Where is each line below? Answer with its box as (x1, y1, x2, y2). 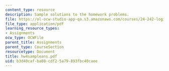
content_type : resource (5, 7, 55, 12)
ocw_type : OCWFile (5, 35, 44, 40)
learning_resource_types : (5, 26, 59, 31)
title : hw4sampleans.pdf (5, 53, 57, 59)
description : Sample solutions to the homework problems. (5, 12, 129, 17)
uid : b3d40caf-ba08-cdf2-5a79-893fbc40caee (5, 58, 98, 63)
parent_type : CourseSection (5, 44, 64, 49)
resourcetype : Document (5, 49, 55, 54)
